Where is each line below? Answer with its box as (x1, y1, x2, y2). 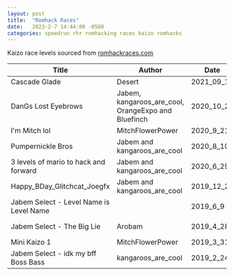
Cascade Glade (10, 77, 61, 87)
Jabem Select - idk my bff (10, 249, 97, 259)
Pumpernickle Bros (10, 141, 73, 151)
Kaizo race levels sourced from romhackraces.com (7, 49, 153, 57)
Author (138, 66, 162, 75)
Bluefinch (116, 114, 148, 124)
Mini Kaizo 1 (10, 238, 52, 247)
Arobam (116, 222, 143, 231)
